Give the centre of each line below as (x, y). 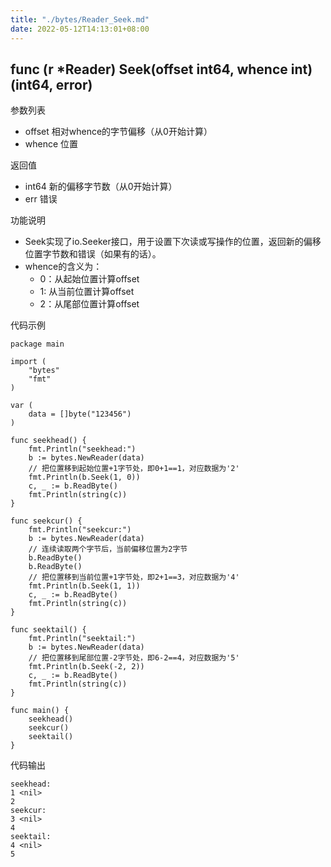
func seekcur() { (46, 521)
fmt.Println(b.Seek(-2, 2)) (86, 667)
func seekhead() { (48, 441)
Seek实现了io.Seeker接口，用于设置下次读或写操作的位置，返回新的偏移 (173, 242)
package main (37, 344)
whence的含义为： (63, 267)
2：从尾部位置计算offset (89, 304)
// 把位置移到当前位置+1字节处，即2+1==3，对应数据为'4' (134, 577)
